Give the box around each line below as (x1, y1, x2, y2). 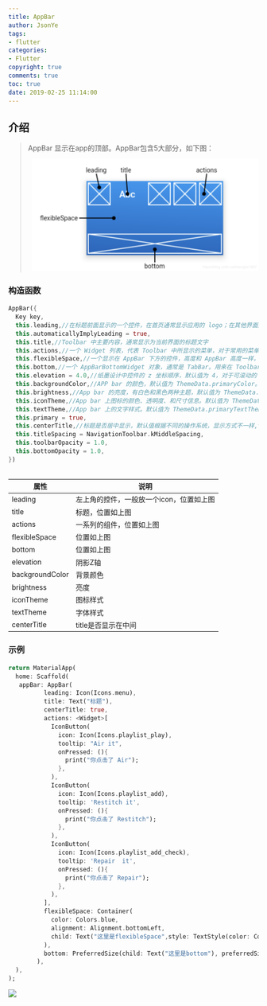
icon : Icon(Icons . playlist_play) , (58, 731, 172, 739)
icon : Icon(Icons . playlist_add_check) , (58, 848, 191, 856)
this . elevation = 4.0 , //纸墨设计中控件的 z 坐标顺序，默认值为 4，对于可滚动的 (15, 372, 257, 380)
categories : (8, 46, 48, 55)
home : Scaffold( (15, 673, 69, 680)
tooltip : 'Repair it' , (58, 856, 137, 865)
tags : (8, 29, 26, 37)
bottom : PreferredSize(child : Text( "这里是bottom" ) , (43, 949, 219, 957)
